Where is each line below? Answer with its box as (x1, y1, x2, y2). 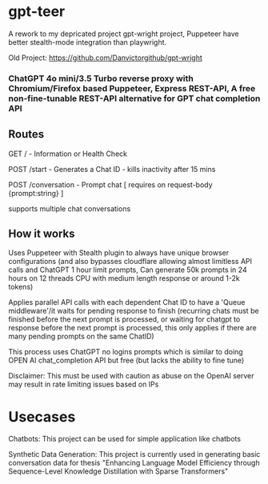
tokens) (8, 282, 34, 292)
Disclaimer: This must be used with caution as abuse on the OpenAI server (8, 371, 254, 381)
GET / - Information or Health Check (8, 149, 128, 158)
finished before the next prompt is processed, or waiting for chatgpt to (8, 314, 241, 324)
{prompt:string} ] (8, 188, 64, 198)
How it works (8, 227, 75, 241)
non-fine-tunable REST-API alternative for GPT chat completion (8, 93, 261, 104)
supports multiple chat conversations (8, 203, 131, 214)
